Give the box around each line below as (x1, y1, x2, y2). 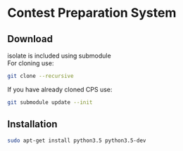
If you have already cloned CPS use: (7, 85, 113, 93)
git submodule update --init (7, 98, 93, 106)
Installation (7, 118, 58, 131)
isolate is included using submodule (7, 51, 111, 60)
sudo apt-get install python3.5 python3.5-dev (7, 137, 146, 144)
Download (7, 33, 53, 45)
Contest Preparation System (7, 5, 177, 21)
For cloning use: (7, 59, 54, 67)
